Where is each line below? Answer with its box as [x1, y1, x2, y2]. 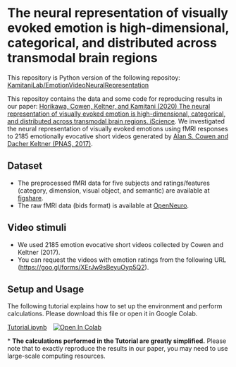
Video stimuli [7, 222, 67, 234]
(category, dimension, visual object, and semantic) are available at [17, 186, 210, 195]
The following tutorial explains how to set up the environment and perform [7, 302, 223, 311]
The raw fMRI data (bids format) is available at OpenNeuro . [17, 201, 189, 210]
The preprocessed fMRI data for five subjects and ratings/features [17, 179, 210, 187]
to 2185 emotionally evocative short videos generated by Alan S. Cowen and [7, 132, 229, 140]
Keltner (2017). [17, 248, 61, 256]
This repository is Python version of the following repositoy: [7, 73, 181, 82]
